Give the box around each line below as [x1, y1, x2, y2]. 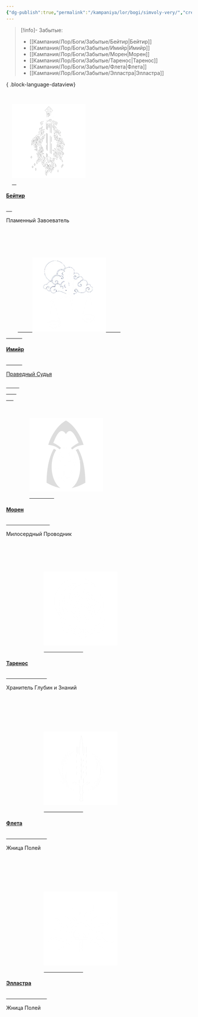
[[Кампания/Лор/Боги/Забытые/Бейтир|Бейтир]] [29, 38, 152, 45]
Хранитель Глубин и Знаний [6, 684, 77, 691]
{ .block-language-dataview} [6, 80, 76, 88]
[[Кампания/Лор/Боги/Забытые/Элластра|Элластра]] [29, 69, 164, 76]
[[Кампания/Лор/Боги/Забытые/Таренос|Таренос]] [29, 57, 158, 64]
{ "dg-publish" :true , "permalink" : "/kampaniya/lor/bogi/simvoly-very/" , [6, 9, 183, 15]
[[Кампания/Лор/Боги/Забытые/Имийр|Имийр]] [29, 44, 150, 51]
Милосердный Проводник [6, 531, 72, 538]
